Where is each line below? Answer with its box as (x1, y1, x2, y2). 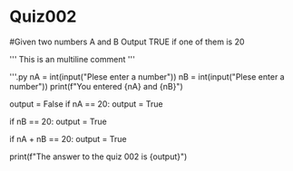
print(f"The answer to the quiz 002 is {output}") (9, 151, 188, 162)
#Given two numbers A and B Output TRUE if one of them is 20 (9, 36, 245, 47)
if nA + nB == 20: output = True (9, 133, 127, 144)
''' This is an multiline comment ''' (9, 53, 136, 64)
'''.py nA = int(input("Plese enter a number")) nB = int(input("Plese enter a (9, 71, 285, 82)
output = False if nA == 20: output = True (9, 98, 163, 109)
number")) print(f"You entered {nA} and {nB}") (9, 81, 183, 91)
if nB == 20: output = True (9, 116, 107, 127)
